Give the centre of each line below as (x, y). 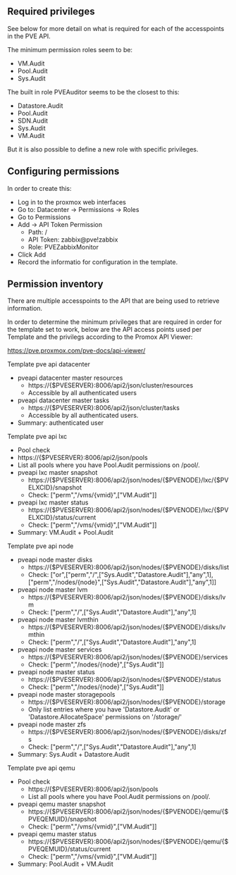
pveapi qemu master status (57, 834)
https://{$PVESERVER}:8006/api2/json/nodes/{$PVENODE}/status (125, 680)
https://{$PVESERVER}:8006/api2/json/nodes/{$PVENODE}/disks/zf (127, 732)
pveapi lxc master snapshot (57, 473)
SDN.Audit (32, 120)
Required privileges (51, 12)
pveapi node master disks (55, 560)
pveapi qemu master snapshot (62, 804)
